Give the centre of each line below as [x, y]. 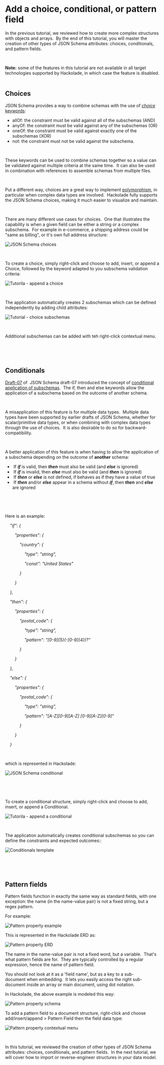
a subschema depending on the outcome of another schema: [67, 457]
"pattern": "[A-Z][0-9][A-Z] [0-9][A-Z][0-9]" [69, 716]
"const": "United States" [49, 563]
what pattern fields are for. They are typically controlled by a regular [74, 959]
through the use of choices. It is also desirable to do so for [64, 427]
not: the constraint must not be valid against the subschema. [73, 141]
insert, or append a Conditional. [37, 807]
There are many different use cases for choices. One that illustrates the [78, 219]
